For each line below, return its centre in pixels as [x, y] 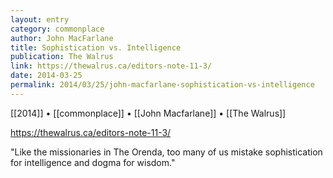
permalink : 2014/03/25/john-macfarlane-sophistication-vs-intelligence [162, 85]
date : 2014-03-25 [46, 76]
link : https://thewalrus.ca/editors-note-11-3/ [111, 66]
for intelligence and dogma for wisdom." [93, 162]
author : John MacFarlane [62, 38]
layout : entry [40, 19]
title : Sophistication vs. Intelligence [96, 47]
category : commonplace [57, 29]
